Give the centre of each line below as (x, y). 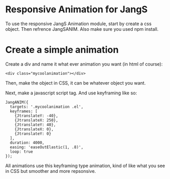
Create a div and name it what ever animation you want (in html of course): (84, 64)
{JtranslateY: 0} (33, 134)
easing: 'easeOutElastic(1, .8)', (47, 147)
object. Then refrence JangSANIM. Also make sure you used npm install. (82, 29)
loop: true (22, 152)
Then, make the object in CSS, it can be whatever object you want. (76, 83)
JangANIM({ (17, 102)
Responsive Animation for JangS (77, 9)
